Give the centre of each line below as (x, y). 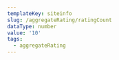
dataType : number (32, 26)
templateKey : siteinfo (40, 13)
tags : (15, 39)
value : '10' (24, 33)
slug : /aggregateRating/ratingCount (60, 20)
